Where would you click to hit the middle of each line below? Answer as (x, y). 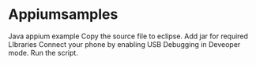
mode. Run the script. (43, 52)
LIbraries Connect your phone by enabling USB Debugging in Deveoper (124, 44)
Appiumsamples (63, 14)
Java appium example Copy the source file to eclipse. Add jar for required (128, 36)
